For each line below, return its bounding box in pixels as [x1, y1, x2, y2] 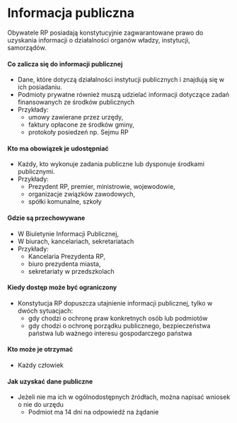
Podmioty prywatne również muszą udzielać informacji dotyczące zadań [17, 91, 230, 99]
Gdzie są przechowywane [7, 214, 86, 222]
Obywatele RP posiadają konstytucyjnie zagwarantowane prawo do [7, 28, 204, 37]
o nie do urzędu [17, 400, 64, 409]
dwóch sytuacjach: [17, 306, 73, 315]
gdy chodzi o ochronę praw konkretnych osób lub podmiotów [28, 313, 208, 323]
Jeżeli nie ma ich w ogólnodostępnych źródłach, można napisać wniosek [17, 393, 231, 401]
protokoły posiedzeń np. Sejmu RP [28, 128, 129, 137]
